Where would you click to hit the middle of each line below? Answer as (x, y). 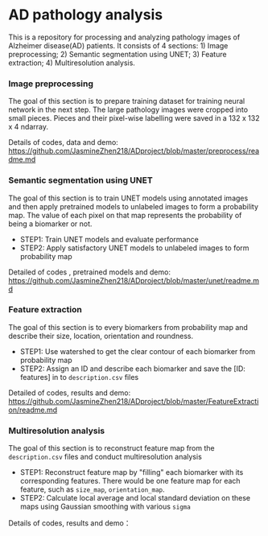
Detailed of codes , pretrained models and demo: (90, 272)
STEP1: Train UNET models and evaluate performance (109, 239)
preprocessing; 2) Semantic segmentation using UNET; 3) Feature (118, 54)
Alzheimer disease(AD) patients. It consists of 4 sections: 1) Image (118, 45)
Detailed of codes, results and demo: (70, 393)
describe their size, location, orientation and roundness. (101, 336)
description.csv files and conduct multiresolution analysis (105, 457)
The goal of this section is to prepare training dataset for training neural (127, 101)
